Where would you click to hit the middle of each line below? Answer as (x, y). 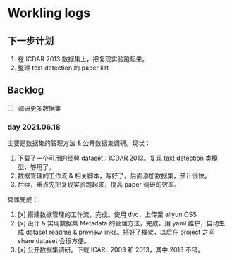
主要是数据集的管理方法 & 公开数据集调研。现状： (79, 143)
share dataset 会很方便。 (54, 241)
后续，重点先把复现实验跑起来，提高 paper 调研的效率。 (99, 185)
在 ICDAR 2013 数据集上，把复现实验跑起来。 (83, 59)
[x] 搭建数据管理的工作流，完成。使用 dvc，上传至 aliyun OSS (107, 215)
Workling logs (49, 13)
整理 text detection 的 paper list (63, 68)
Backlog (26, 91)
